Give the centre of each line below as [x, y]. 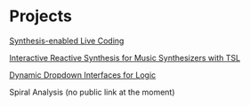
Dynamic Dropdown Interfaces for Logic [83, 75]
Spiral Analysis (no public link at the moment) [92, 92]
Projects [41, 16]
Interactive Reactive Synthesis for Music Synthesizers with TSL [125, 57]
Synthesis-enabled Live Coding [67, 41]
